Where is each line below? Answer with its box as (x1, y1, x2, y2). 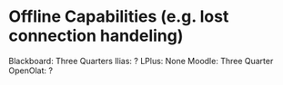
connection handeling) (8, 25, 184, 46)
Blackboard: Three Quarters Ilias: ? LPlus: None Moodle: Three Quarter (8, 55, 274, 66)
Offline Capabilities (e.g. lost (8, 6, 229, 27)
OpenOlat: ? (8, 65, 54, 76)
